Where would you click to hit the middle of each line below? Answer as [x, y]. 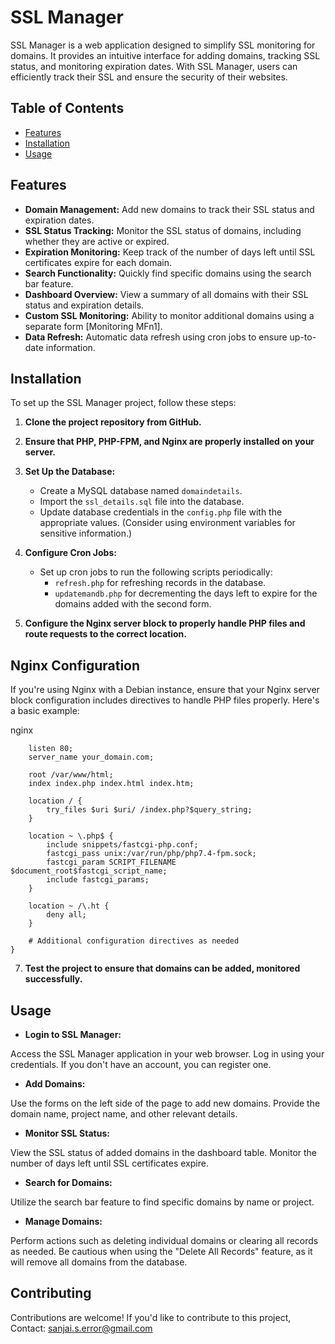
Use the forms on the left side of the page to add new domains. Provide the [165, 1103]
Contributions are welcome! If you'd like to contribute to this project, [151, 1317]
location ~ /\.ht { [69, 906]
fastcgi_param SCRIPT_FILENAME [111, 862]
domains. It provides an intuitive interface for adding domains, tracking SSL [165, 55]
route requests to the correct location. [105, 634]
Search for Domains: [68, 1182]
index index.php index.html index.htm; [111, 784]
